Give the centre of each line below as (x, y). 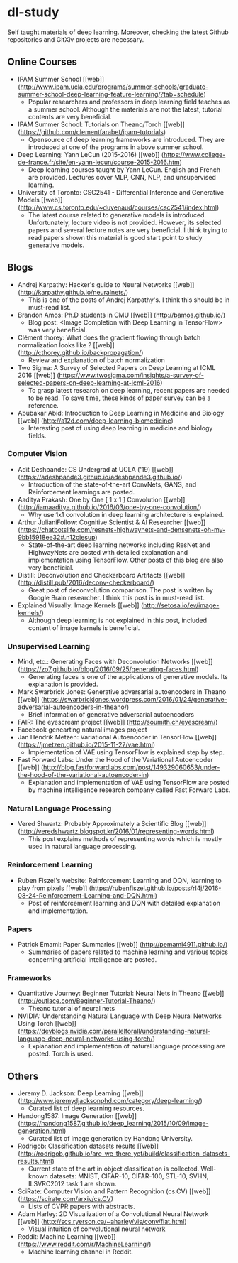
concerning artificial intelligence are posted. (92, 960)
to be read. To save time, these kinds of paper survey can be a (119, 398)
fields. (37, 435)
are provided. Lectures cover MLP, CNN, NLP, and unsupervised (122, 177)
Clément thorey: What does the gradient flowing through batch (109, 337)
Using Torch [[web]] (47, 1024)
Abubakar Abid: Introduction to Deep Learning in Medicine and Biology (121, 413)
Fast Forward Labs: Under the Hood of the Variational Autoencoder (115, 760)
